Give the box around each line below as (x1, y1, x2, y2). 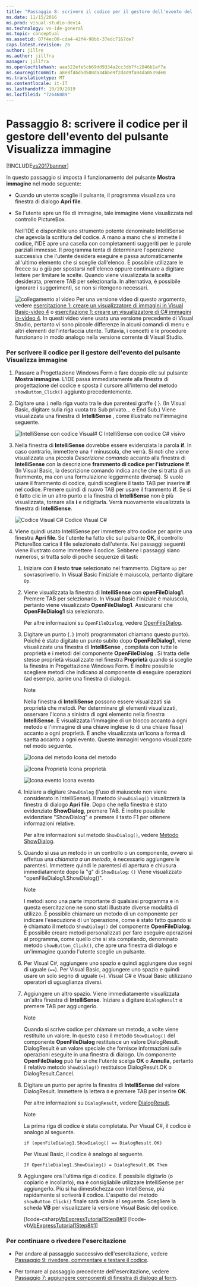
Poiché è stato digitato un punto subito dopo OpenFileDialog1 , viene (23, 637, 191, 644)
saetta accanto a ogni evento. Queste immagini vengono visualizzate (23, 735, 192, 743)
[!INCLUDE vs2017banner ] (6, 162, 70, 169)
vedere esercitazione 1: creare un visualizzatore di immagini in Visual (14, 301, 184, 309)
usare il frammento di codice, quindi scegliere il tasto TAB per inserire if (14, 479, 190, 486)
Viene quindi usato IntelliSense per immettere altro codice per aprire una (14, 527, 192, 535)
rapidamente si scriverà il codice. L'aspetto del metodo (23, 1191, 158, 1198)
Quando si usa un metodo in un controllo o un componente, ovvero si (23, 849, 193, 856)
